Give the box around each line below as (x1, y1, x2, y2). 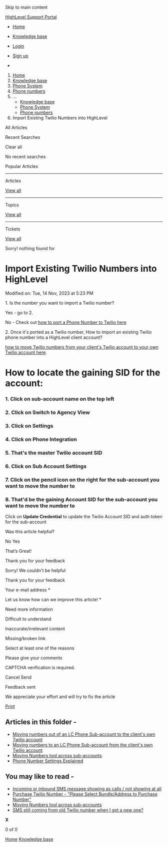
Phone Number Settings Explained (12, 758, 83, 764)
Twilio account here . (5, 349, 47, 355)
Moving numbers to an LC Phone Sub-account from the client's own (12, 742, 153, 748)
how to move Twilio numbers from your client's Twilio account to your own (5, 344, 159, 350)
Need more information (5, 606, 53, 612)
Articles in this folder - (5, 718, 76, 726)
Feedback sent (5, 684, 36, 690)
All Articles (5, 125, 27, 130)
